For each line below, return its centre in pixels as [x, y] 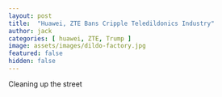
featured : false [36, 53]
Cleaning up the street [45, 84]
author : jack [30, 31]
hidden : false [32, 61]
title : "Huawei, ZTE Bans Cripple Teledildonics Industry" [112, 23]
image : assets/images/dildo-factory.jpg [77, 46]
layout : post [30, 16]
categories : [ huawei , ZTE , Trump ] [70, 38]
